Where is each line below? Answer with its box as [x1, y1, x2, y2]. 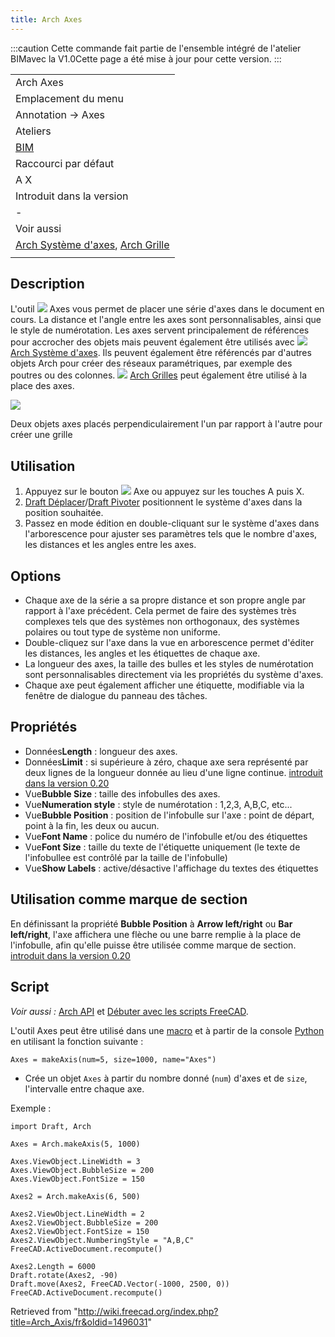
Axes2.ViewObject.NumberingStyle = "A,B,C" [10, 1235, 195, 1245]
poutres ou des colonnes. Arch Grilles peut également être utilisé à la [10, 369, 308, 381]
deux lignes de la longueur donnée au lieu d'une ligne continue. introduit [24, 766, 323, 778]
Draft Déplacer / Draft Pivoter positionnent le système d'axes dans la [24, 496, 303, 508]
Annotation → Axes [15, 107, 106, 121]
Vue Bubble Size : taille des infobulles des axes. [24, 787, 221, 800]
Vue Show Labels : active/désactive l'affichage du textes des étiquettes [24, 862, 319, 874]
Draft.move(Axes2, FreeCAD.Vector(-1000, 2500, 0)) [10, 1279, 230, 1289]
